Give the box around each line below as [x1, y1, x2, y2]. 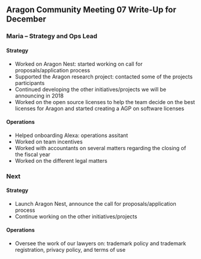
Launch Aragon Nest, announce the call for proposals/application [14, 200, 176, 207]
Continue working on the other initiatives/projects [14, 212, 137, 220]
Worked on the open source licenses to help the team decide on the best [14, 98, 195, 105]
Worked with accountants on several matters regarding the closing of [14, 144, 187, 151]
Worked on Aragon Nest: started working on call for [14, 60, 143, 68]
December [6, 14, 47, 25]
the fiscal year [14, 151, 51, 158]
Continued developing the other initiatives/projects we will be [14, 86, 167, 93]
